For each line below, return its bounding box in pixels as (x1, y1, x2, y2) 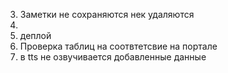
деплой (19, 30, 52, 41)
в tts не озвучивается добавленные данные (19, 51, 207, 63)
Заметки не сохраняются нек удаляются (19, 9, 195, 20)
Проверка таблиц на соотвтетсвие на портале (19, 40, 218, 52)
